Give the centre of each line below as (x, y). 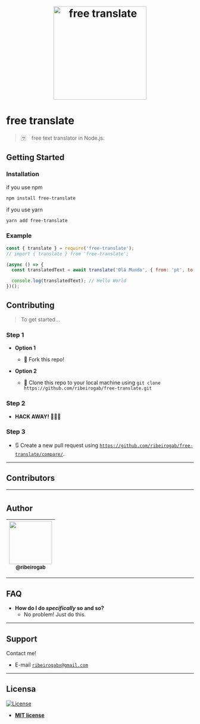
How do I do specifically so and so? (59, 608)
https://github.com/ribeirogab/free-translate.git (88, 388)
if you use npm (24, 187)
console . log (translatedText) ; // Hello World (69, 281)
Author (19, 509)
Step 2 (16, 403)
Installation (23, 174)
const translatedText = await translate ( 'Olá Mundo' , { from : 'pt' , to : (104, 270)
